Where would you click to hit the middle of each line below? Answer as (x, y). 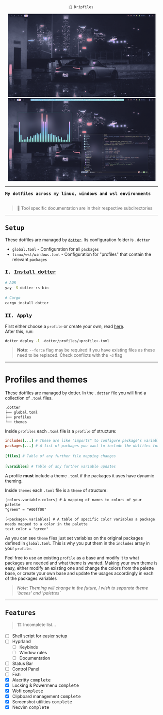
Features (21, 613)
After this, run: (19, 331)
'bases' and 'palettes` (39, 593)
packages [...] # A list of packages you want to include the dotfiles (78, 446)
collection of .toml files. (29, 398)
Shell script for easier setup (40, 636)
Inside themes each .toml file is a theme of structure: (56, 490)
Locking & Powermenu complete (45, 685)
